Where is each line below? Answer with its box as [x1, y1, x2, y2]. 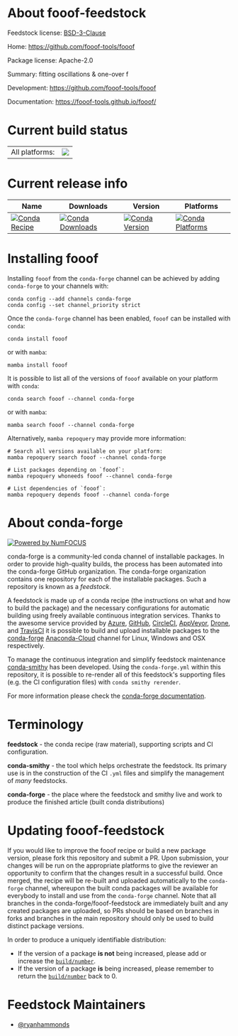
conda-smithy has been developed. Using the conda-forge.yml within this [7, 662, 222, 671]
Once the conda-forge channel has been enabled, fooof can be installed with [7, 314, 231, 323]
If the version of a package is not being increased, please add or [17, 949, 207, 957]
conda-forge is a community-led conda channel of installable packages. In [7, 552, 225, 561]
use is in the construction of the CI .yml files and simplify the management [7, 769, 225, 777]
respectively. [7, 641, 45, 649]
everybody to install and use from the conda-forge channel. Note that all [7, 891, 217, 900]
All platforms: [11, 147, 55, 157]
